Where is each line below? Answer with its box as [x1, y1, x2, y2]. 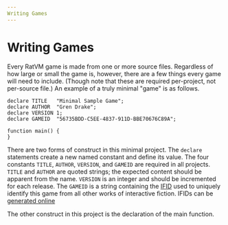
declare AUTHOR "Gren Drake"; [7, 104, 97, 110]
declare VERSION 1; [7, 109, 63, 117]
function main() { [7, 128, 60, 134]
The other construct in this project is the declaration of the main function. [7, 210, 214, 218]
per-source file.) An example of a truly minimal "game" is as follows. [7, 84, 200, 93]
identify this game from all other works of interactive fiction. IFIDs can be [7, 189, 214, 198]
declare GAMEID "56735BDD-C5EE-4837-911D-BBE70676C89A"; [7, 115, 176, 122]
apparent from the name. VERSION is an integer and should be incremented [7, 174, 216, 182]
